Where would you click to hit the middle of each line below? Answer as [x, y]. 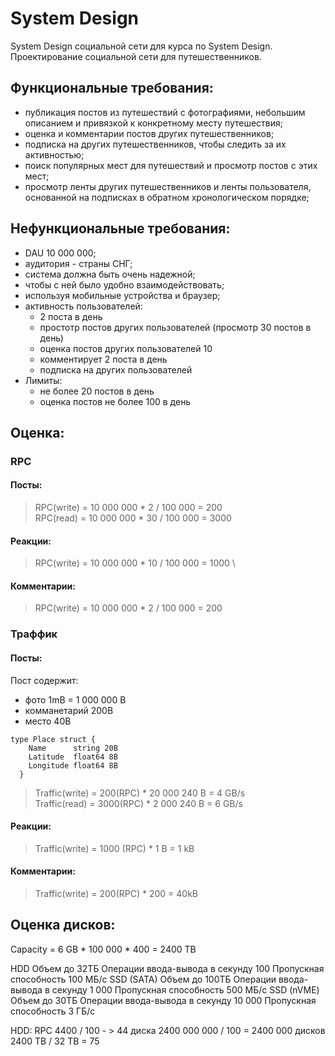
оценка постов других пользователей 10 [126, 348]
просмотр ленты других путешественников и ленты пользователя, [168, 186]
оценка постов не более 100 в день [115, 401]
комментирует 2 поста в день [103, 359]
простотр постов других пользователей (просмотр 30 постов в [175, 327]
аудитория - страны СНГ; [78, 263]
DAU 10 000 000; [60, 253]
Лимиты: [43, 380]
